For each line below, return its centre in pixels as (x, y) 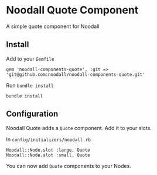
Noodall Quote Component (72, 10)
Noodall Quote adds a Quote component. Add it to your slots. (79, 128)
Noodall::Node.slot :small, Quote (48, 155)
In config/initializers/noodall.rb (48, 139)
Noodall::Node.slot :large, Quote (48, 150)
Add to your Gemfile (30, 58)
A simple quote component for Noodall (53, 26)
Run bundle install (30, 85)
